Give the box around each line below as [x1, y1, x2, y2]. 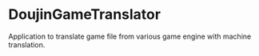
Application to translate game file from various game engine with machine [8, 32, 252, 41]
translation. [8, 39, 46, 49]
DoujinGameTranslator [8, 6, 161, 24]
